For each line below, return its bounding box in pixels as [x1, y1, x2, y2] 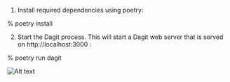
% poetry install [7, 19, 53, 27]
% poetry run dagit [7, 54, 62, 62]
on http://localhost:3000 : [17, 40, 92, 48]
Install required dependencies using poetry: [17, 6, 144, 14]
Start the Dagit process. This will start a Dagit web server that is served [17, 33, 224, 41]
